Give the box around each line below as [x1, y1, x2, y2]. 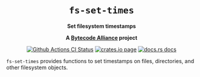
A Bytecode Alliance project [65, 34, 138, 41]
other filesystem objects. [6, 64, 68, 71]
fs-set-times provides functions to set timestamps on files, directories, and [6, 57, 195, 64]
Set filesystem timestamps [67, 22, 136, 29]
